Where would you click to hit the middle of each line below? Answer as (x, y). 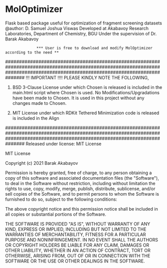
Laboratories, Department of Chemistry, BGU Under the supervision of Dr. (81, 33)
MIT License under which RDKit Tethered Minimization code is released (86, 113)
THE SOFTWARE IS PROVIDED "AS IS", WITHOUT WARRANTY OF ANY (78, 224)
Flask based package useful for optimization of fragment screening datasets (83, 23)
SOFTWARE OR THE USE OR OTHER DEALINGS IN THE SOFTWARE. (75, 261)
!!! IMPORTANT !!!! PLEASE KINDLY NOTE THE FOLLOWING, (87, 77)
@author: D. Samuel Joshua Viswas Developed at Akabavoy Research (77, 28)
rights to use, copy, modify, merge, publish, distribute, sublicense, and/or (80, 189)
